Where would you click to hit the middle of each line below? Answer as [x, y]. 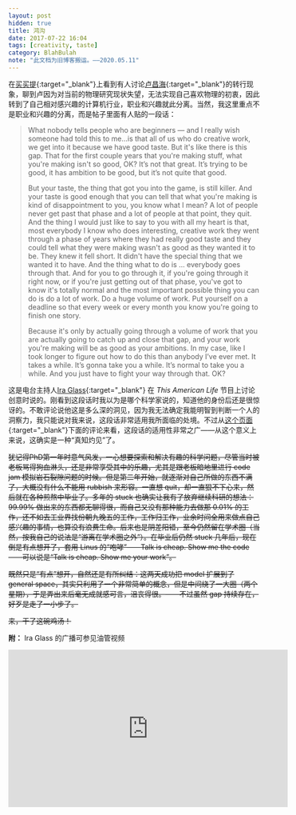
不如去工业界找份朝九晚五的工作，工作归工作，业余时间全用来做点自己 [144, 517]
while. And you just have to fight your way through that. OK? [126, 374]
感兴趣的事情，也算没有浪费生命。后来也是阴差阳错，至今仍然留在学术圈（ [130, 527]
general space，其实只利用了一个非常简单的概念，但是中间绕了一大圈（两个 [133, 584]
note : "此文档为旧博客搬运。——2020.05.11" [74, 61]
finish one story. [54, 315]
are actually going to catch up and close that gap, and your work [134, 339]
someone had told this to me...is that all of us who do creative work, [139, 138]
